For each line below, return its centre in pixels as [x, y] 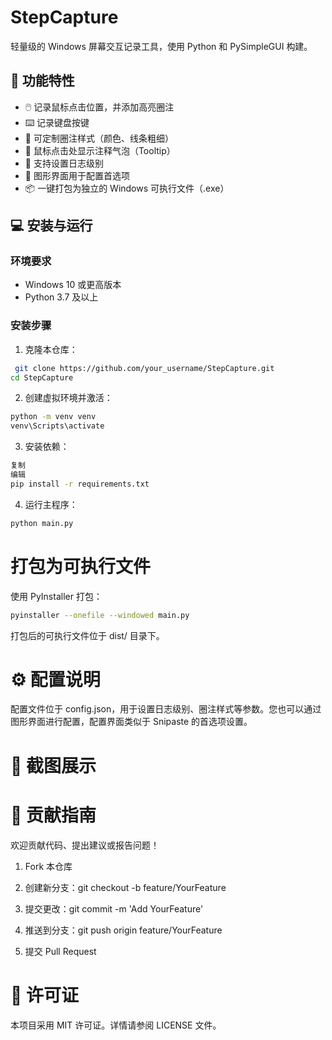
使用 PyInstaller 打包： [56, 596]
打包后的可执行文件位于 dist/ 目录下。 [87, 635]
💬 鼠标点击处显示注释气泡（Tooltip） [100, 150]
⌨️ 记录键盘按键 [57, 122]
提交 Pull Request [60, 951]
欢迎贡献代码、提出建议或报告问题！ [85, 845]
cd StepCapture [42, 377]
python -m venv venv [53, 417]
